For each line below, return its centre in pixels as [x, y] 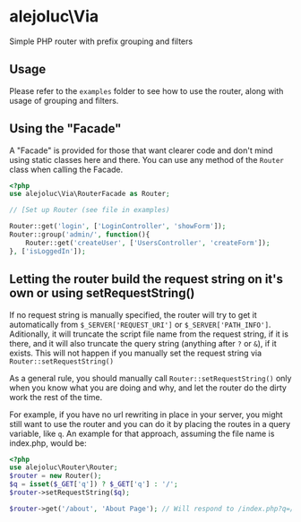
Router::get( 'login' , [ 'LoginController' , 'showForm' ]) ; [118, 227]
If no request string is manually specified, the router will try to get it [133, 314]
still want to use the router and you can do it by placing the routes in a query [150, 424]
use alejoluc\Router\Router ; [64, 467]
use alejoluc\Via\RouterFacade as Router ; [90, 194]
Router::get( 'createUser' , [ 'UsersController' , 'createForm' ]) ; [148, 243]
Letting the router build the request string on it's [146, 279]
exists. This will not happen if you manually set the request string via [136, 353]
